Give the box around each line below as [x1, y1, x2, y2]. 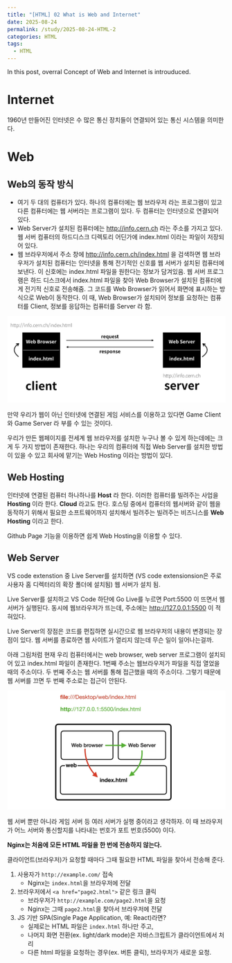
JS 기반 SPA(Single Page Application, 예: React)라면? [17, 914, 166, 922]
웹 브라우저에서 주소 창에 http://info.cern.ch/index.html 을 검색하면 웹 [17, 250, 208, 258]
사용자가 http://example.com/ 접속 [17, 870, 114, 878]
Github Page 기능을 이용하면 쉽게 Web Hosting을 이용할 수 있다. [7, 531, 182, 540]
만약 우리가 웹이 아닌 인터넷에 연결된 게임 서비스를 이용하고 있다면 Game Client [7, 410, 222, 419]
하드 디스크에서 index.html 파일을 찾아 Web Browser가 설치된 [30, 276, 198, 284]
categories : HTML [7, 33, 57, 40]
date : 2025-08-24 [7, 18, 57, 26]
